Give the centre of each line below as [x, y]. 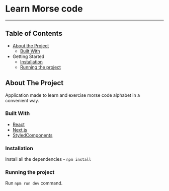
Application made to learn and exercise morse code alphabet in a [73, 95]
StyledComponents [32, 135]
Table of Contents [34, 34]
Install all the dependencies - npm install [48, 159]
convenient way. [22, 100]
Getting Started [28, 56]
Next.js [20, 130]
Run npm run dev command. [34, 183]
